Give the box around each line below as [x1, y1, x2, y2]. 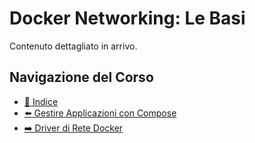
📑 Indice [23, 95, 59, 107]
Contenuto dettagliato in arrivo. [9, 40, 138, 52]
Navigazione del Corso [9, 69, 154, 86]
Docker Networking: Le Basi [9, 7, 246, 30]
